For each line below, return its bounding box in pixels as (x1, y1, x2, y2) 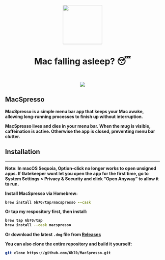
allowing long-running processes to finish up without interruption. (5, 114, 143, 119)
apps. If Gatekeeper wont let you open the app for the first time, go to (5, 170, 149, 176)
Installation (5, 148, 40, 156)
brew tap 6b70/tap (5, 218, 43, 223)
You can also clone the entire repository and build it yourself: (5, 241, 132, 247)
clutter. (5, 133, 21, 139)
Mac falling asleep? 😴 (34, 56, 131, 67)
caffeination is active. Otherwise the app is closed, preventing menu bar (5, 128, 156, 134)
